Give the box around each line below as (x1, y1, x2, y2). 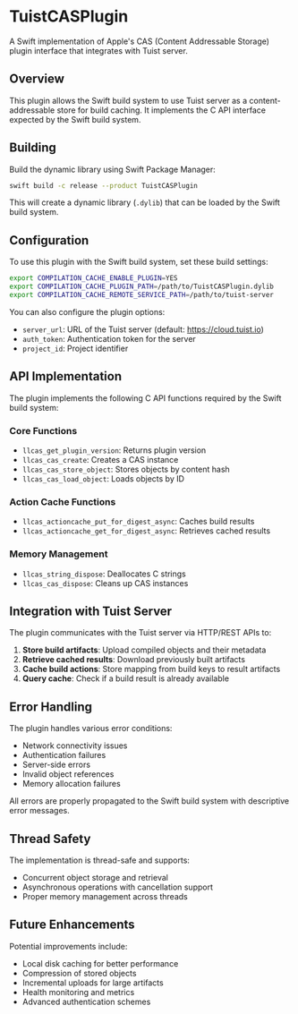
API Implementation (9, 369, 123, 384)
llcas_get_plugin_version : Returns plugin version (21, 445, 207, 456)
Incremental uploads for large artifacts (21, 977, 164, 988)
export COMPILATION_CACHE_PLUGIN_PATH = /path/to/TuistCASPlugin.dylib (9, 282, 275, 292)
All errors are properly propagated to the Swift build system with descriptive (9, 796, 289, 806)
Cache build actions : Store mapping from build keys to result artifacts (21, 664, 281, 675)
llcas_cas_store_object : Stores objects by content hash (21, 464, 230, 474)
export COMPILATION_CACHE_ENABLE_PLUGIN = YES (9, 274, 178, 283)
